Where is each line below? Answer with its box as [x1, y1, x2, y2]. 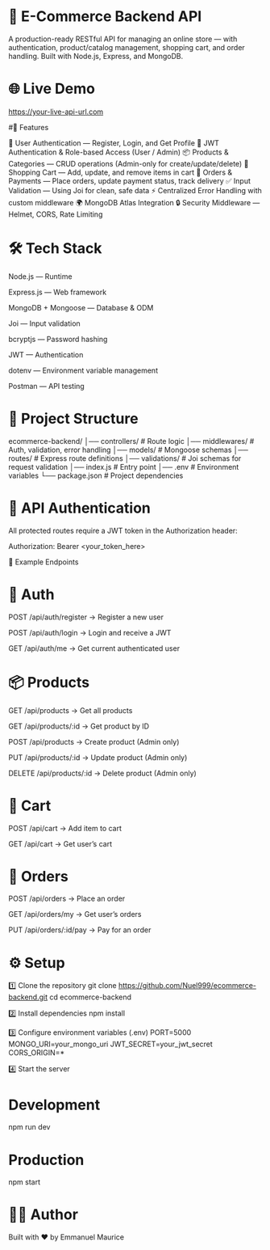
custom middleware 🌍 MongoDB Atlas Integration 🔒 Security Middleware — [8, 197, 260, 207]
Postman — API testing [8, 381, 85, 391]
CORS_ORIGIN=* [8, 1048, 65, 1058]
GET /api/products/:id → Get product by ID [8, 721, 150, 731]
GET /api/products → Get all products [8, 705, 133, 715]
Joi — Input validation [8, 319, 81, 328]
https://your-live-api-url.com [8, 107, 104, 116]
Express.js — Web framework [8, 287, 107, 297]
